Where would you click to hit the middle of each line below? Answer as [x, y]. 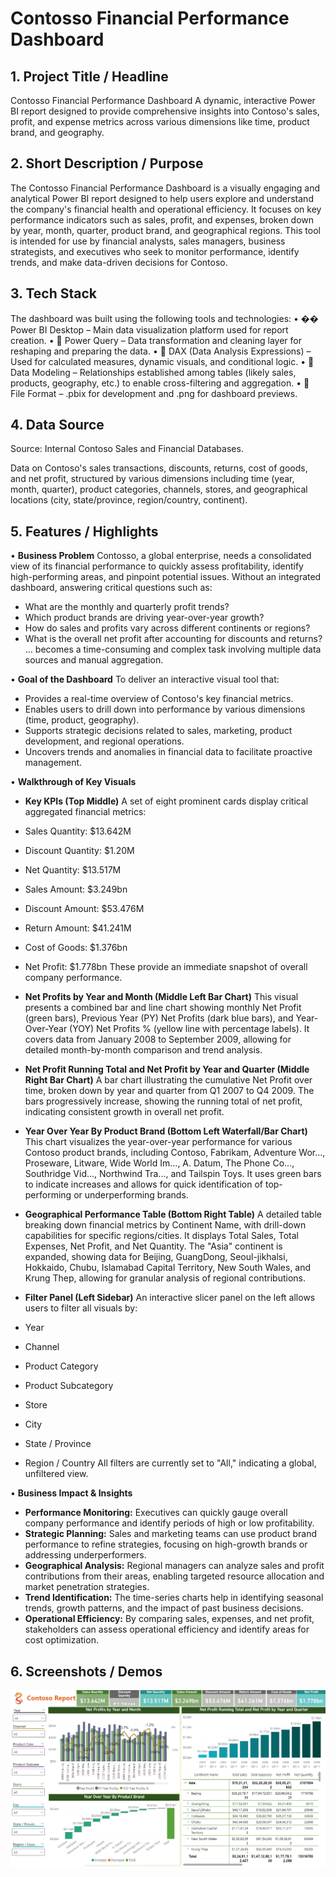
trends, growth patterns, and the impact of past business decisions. [164, 1608]
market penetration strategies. [87, 1587]
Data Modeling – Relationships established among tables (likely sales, [153, 372]
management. [53, 763]
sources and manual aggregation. [94, 660]
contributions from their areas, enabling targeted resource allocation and [174, 1576]
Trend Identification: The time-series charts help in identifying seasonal [174, 1598]
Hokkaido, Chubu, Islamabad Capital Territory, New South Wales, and [168, 1268]
